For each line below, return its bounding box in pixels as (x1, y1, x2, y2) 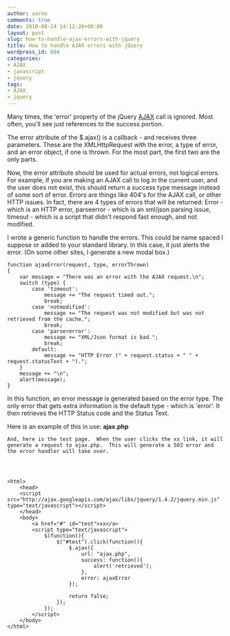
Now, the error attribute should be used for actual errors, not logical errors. (7, 168, 220, 177)
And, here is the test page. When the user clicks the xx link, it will (7, 436, 224, 443)
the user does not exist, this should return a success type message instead (7, 184, 220, 191)
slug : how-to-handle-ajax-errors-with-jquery (7, 36, 140, 43)
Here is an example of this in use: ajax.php (7, 423, 129, 430)
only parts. (7, 155, 38, 163)
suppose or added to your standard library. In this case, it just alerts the (7, 241, 210, 249)
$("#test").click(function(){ (56, 539, 143, 546)
